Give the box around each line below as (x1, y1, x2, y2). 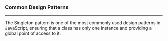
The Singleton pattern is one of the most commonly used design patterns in (5, 20, 161, 26)
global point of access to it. (5, 30, 61, 36)
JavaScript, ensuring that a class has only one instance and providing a (5, 25, 152, 31)
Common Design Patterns (5, 4, 69, 11)
